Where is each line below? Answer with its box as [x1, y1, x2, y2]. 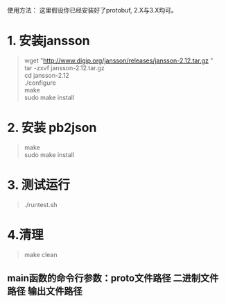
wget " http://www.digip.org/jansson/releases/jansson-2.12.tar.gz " [24, 56, 214, 65]
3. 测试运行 [7, 177, 71, 193]
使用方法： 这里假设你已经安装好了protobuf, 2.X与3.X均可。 [7, 6, 178, 14]
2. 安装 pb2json [7, 120, 97, 136]
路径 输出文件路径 [7, 286, 82, 297]
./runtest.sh [24, 200, 58, 208]
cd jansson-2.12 [24, 71, 69, 79]
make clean [24, 250, 58, 259]
